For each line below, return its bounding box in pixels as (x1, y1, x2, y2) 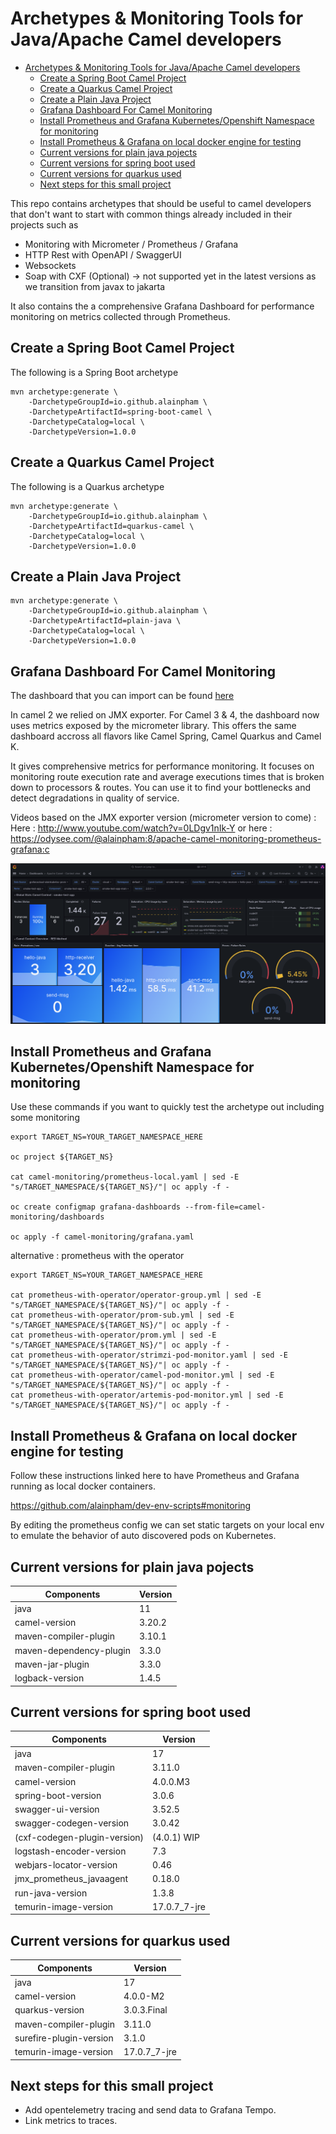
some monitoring (10, 1112, 80, 1124)
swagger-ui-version (14, 1803, 100, 1816)
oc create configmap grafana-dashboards (10, 1202, 182, 1212)
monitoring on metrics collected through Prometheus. (10, 310, 231, 322)
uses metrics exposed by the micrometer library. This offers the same (10, 720, 297, 732)
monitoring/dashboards (10, 1212, 105, 1222)
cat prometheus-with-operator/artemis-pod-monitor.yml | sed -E (10, 1390, 284, 1401)
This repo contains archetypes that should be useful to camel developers (10, 197, 312, 209)
